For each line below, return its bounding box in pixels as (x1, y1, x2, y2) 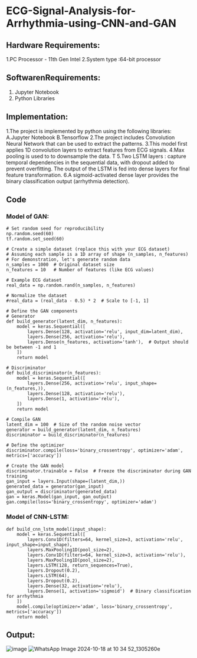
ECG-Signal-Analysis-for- (6, 4, 136, 18)
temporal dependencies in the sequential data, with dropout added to (6, 159, 175, 166)
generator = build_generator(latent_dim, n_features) (6, 427, 142, 433)
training (6, 473, 28, 479)
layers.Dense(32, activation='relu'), (27, 583, 123, 589)
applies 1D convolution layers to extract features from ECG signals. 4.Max (6, 146, 185, 153)
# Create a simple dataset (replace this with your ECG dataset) (6, 246, 170, 252)
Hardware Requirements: (6, 40, 100, 50)
